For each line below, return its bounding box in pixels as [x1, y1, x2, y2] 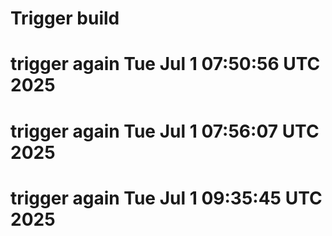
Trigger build [10, 7, 120, 30]
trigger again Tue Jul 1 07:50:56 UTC [10, 53, 321, 76]
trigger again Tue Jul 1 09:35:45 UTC [10, 187, 323, 209]
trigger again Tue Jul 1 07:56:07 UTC [10, 120, 320, 142]
